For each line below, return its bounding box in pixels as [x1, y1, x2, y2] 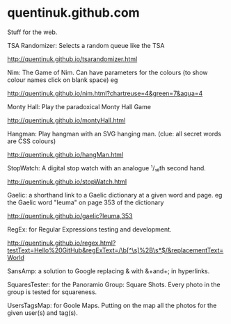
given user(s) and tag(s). [7, 308, 78, 317]
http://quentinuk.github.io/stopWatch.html [7, 177, 127, 186]
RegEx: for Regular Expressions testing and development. [7, 225, 172, 234]
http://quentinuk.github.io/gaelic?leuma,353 [7, 211, 133, 220]
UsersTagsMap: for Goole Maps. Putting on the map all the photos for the [7, 301, 217, 309]
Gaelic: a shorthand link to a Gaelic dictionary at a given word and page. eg [7, 191, 223, 199]
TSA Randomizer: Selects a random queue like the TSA [7, 41, 165, 49]
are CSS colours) [7, 137, 56, 145]
